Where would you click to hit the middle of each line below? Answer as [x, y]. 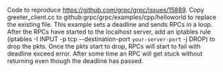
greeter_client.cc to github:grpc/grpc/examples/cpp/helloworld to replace [112, 17]
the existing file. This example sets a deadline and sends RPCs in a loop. [110, 24]
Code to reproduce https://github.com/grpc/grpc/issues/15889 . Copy [106, 10]
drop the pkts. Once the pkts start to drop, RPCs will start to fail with [104, 46]
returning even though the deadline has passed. [75, 61]
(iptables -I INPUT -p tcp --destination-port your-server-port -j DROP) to [111, 39]
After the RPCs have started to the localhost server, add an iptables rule [109, 32]
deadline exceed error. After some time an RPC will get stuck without [105, 53]
